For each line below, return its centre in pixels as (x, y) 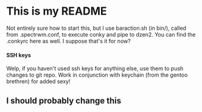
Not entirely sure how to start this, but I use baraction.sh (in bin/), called (96, 28)
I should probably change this (64, 101)
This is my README (57, 11)
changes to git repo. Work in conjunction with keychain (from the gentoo (97, 75)
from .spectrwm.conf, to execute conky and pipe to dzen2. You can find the (101, 34)
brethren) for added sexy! (38, 82)
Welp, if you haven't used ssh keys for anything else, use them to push (95, 69)
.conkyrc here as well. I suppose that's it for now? (68, 41)
